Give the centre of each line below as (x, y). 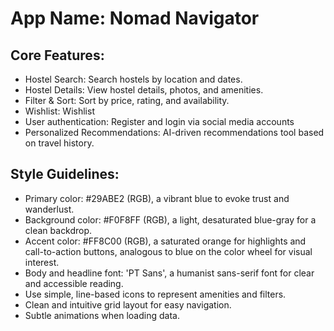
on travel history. (59, 143)
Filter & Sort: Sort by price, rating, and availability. (127, 100)
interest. (42, 262)
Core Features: (57, 55)
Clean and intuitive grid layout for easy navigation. (128, 304)
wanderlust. (49, 209)
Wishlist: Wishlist (59, 111)
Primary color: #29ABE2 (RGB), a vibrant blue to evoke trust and (157, 198)
